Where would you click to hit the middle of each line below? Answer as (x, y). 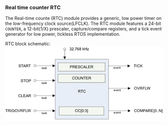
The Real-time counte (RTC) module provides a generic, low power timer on (83, 18)
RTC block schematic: (28, 44)
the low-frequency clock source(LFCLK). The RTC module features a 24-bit (83, 23)
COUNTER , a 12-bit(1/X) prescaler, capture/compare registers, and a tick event (83, 29)
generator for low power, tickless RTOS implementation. (63, 34)
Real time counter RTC (33, 7)
